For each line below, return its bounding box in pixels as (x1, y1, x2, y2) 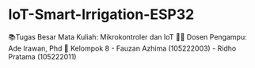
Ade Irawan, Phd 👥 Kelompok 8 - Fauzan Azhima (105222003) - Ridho (8, 43, 237, 53)
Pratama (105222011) (8, 51, 77, 61)
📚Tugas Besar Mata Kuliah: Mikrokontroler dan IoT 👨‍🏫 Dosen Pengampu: (8, 32, 247, 41)
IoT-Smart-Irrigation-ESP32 (8, 6, 195, 24)
